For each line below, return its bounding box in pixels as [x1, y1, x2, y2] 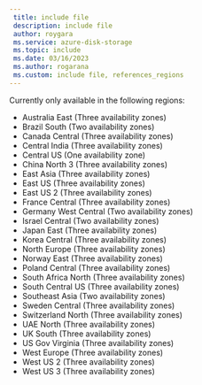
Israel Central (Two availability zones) [21, 215, 159, 226]
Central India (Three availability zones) [21, 140, 164, 150]
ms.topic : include [12, 46, 82, 55]
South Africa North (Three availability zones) [21, 272, 185, 282]
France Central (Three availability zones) [21, 196, 171, 207]
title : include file [12, 12, 89, 22]
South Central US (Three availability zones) [21, 281, 180, 292]
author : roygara [12, 29, 74, 38]
